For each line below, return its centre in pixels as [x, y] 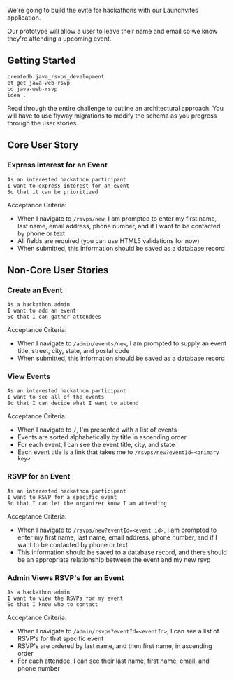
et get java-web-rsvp [39, 83]
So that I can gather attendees [54, 317]
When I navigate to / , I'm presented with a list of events [97, 430]
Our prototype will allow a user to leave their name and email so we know [112, 31]
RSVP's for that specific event [60, 639]
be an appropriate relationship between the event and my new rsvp [114, 559]
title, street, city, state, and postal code [73, 351]
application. [24, 18]
